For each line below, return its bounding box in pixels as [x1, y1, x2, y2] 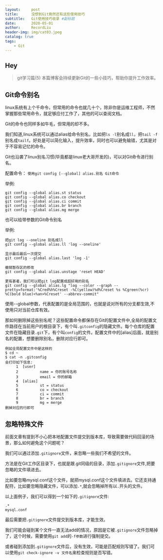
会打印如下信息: [5, 360, 33, 365]
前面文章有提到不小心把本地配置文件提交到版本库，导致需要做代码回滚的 [5, 434, 150, 440]
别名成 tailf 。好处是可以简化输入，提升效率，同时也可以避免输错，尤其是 [5, 138, 152, 143]
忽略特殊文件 [5, 420, 44, 428]
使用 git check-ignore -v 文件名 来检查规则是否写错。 [9, 550, 115, 556]
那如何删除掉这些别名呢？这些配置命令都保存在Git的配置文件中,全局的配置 [5, 318, 153, 323]
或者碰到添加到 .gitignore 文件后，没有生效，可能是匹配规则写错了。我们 [5, 543, 151, 549]
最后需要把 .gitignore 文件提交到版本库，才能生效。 [5, 517, 108, 522]
